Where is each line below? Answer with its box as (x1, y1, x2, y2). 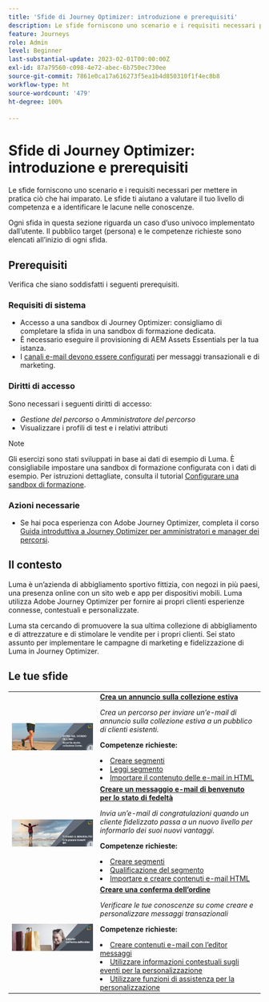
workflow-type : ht (8, 80, 70, 88)
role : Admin (8, 39, 48, 47)
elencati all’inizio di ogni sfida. (8, 235, 108, 245)
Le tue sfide (8, 670, 69, 683)
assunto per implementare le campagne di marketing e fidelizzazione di (8, 637, 244, 647)
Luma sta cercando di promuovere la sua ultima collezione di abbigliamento (8, 621, 258, 630)
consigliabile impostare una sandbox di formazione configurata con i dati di (8, 462, 256, 472)
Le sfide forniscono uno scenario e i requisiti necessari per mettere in (8, 185, 238, 195)
